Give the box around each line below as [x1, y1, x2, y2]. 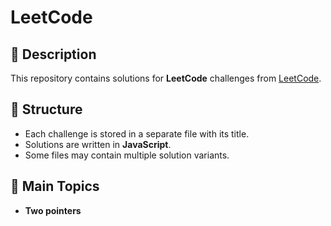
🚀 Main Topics [10, 178, 100, 195]
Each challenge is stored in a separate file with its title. [24, 127, 250, 140]
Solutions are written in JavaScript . [24, 138, 172, 150]
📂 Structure [10, 101, 83, 118]
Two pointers [24, 204, 82, 216]
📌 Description [10, 46, 97, 63]
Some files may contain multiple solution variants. [24, 149, 230, 161]
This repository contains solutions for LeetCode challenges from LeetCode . [10, 72, 322, 84]
